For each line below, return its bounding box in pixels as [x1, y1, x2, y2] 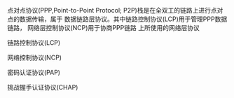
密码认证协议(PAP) [7, 69, 61, 76]
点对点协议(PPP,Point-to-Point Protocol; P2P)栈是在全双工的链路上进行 [7, 6, 212, 14]
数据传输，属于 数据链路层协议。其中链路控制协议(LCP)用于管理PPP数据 [19, 15, 228, 23]
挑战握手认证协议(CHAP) [7, 83, 78, 91]
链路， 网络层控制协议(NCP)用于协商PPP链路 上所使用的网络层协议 [7, 24, 200, 31]
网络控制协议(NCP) [7, 53, 62, 62]
